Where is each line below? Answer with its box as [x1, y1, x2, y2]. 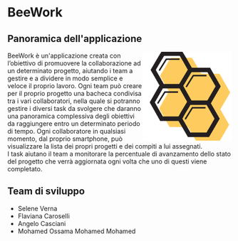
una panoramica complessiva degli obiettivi [7, 112, 135, 120]
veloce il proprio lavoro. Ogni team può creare [7, 82, 143, 90]
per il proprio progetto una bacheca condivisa [7, 90, 142, 97]
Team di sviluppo [7, 186, 86, 198]
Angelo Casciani [17, 219, 66, 227]
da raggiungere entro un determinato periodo [7, 119, 140, 128]
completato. [7, 165, 43, 173]
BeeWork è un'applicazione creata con [7, 51, 121, 60]
